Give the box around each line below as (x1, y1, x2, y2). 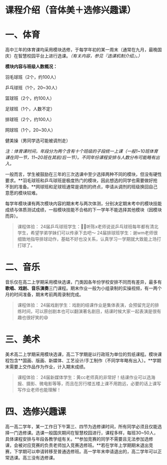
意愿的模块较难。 (5, 190, 40, 196)
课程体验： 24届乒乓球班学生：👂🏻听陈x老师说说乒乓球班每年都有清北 (17, 224, 159, 230)
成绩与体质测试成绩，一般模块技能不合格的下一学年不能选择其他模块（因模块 (5, 207, 162, 213)
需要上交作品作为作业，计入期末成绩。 (9, 364, 88, 369)
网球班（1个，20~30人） (5, 127, 56, 133)
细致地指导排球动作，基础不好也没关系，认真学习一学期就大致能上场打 (17, 236, 162, 242)
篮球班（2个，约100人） (5, 95, 55, 101)
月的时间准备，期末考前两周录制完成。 (5, 292, 83, 298)
